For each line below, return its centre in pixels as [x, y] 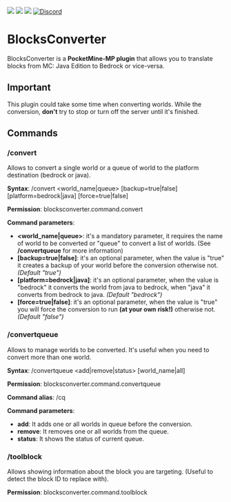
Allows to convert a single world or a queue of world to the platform [103, 168]
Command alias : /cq [36, 397]
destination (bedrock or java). [49, 175]
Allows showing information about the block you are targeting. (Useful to [110, 472]
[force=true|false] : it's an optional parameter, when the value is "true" [117, 302]
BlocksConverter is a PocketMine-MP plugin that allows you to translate [110, 58]
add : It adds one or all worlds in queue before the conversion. [105, 424]
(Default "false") [40, 317]
